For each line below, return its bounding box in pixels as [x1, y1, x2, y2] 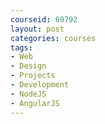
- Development [10, 80, 70, 90]
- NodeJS [10, 89, 47, 99]
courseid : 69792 [10, 14, 78, 25]
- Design [10, 61, 47, 71]
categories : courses [10, 33, 97, 43]
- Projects [10, 71, 56, 81]
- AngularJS [10, 98, 60, 108]
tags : [10, 42, 33, 53]
